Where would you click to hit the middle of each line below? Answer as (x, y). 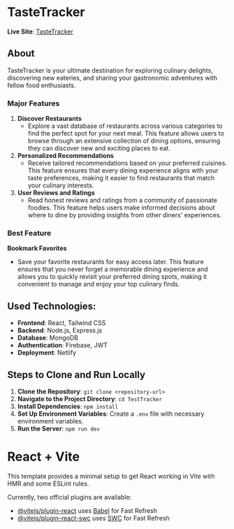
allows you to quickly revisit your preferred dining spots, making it (112, 277)
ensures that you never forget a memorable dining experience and (112, 269)
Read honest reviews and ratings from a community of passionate (123, 201)
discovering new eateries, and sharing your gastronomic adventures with (112, 78)
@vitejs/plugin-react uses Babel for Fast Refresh (87, 510)
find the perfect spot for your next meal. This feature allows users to (126, 133)
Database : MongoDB (48, 338)
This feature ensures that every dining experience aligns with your (123, 171)
